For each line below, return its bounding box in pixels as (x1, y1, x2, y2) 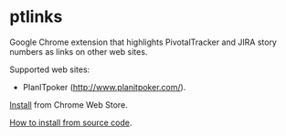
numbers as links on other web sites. (9, 46, 148, 57)
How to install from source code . (9, 117, 132, 128)
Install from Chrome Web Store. (9, 99, 128, 110)
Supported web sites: (9, 64, 90, 75)
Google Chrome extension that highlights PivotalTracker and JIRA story (9, 37, 277, 47)
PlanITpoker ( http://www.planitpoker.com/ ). (22, 81, 186, 92)
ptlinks (9, 6, 63, 27)
